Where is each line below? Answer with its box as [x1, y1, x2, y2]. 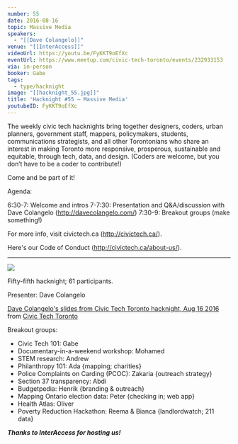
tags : [7, 76, 23, 84]
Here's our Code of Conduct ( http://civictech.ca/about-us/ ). [7, 243, 182, 251]
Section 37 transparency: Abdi [17, 377, 107, 385]
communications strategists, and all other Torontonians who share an [7, 137, 209, 145]
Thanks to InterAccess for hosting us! [7, 428, 121, 436]
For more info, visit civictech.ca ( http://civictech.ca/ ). [7, 229, 162, 238]
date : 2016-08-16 [7, 17, 59, 24]
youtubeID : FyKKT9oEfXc [7, 103, 78, 110]
